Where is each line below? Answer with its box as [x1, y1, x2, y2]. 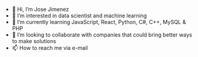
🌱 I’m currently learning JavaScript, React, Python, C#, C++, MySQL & [11, 19, 186, 25]
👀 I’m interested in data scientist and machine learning [11, 12, 147, 19]
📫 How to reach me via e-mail [11, 44, 88, 51]
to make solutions [11, 38, 56, 44]
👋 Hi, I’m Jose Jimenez [11, 6, 69, 13]
